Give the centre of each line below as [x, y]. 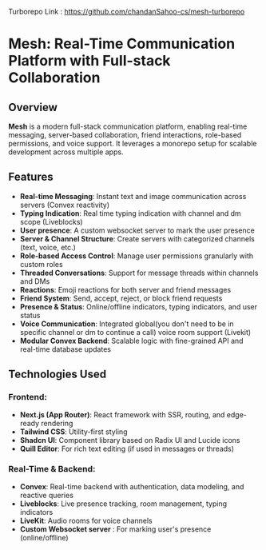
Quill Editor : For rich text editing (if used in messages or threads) [127, 448]
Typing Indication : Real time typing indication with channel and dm [130, 213]
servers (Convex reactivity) [65, 205]
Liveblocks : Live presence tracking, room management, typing [123, 504]
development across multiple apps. [66, 152]
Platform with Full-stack [89, 61]
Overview [33, 107]
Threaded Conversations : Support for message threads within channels [139, 273]
